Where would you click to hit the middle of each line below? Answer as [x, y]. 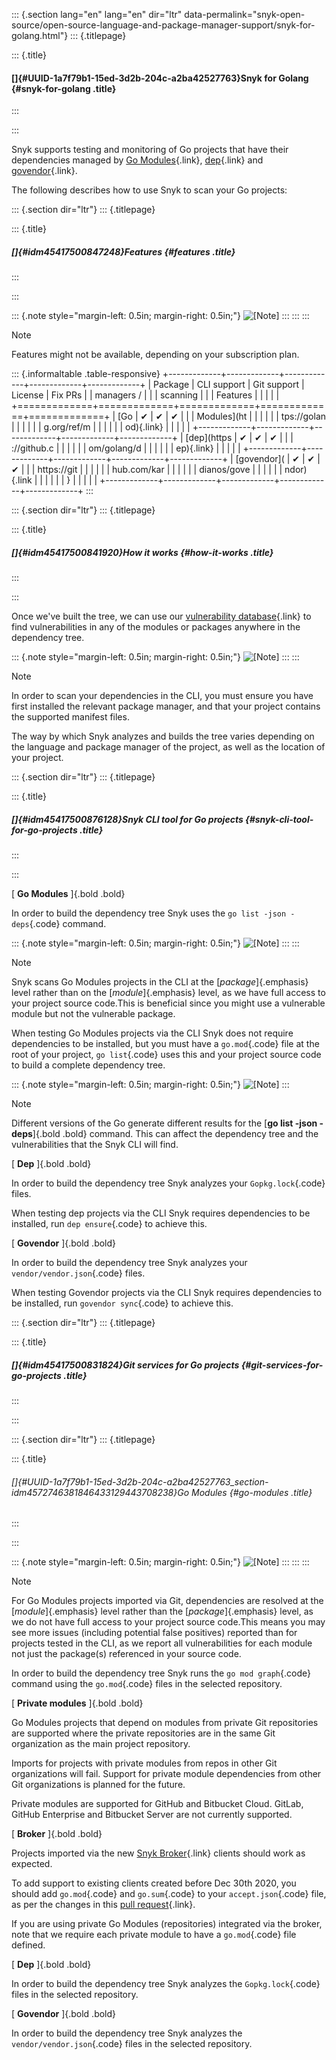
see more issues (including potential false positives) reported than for [154, 1633]
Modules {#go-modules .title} [252, 1492]
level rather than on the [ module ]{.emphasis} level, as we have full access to [168, 993]
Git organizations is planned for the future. [98, 1785]
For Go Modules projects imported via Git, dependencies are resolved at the [167, 1601]
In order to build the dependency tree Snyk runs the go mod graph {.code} [161, 1673]
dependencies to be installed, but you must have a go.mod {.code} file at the [165, 1044]
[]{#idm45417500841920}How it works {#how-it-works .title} [142, 552]
